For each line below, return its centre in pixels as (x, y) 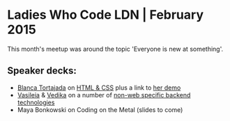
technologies (36, 102)
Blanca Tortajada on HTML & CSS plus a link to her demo (99, 88)
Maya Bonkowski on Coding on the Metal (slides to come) (100, 110)
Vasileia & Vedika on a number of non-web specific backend (104, 95)
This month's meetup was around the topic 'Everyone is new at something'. (115, 49)
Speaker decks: (42, 71)
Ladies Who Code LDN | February (106, 15)
